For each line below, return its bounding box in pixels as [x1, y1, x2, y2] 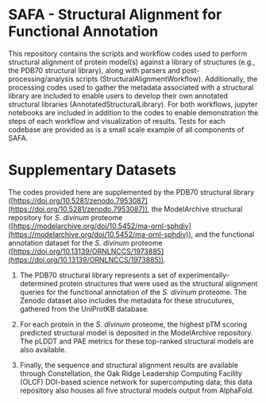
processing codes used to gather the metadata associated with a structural [8, 82, 254, 92]
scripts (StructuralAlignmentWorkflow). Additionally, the [75, 74, 258, 83]
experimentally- [178, 270, 230, 280]
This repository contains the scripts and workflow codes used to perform [8, 48, 248, 58]
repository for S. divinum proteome [8, 212, 123, 222]
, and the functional [191, 229, 255, 239]
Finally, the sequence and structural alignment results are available [19, 360, 239, 370]
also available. [19, 344, 67, 355]
